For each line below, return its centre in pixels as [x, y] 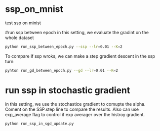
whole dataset [20, 38]
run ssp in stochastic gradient [68, 90]
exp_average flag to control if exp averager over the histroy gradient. [75, 114]
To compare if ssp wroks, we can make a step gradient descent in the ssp [80, 56]
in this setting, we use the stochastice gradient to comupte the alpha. [75, 104]
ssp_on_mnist [34, 9]
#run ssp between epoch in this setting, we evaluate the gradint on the [77, 32]
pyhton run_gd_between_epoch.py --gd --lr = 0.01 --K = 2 [62, 70]
